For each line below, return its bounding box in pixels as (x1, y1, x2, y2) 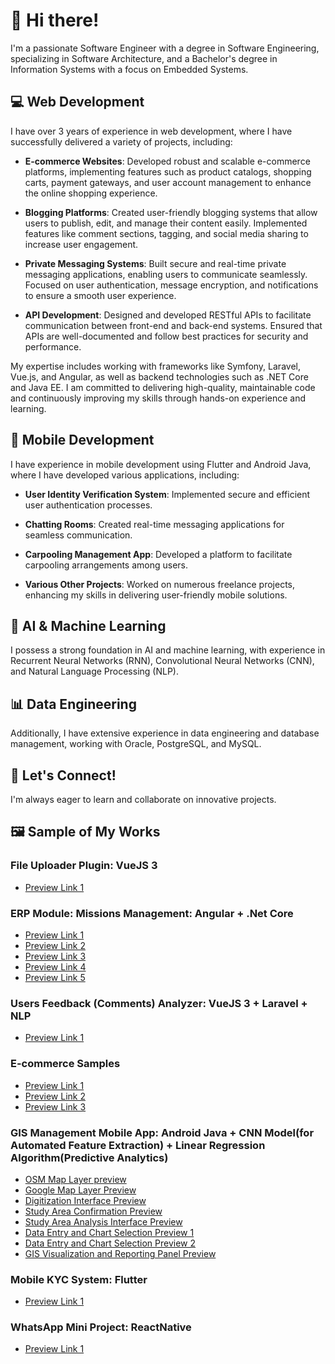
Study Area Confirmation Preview (24, 1205, 163, 1217)
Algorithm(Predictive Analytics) (10, 1150, 169, 1164)
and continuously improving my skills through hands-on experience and (10, 392, 307, 404)
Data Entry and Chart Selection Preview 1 (24, 1226, 195, 1238)
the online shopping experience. (24, 187, 158, 199)
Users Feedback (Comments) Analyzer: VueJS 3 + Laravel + (10, 996, 308, 1010)
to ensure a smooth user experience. (24, 289, 177, 301)
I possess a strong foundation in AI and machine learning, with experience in (10, 644, 326, 656)
